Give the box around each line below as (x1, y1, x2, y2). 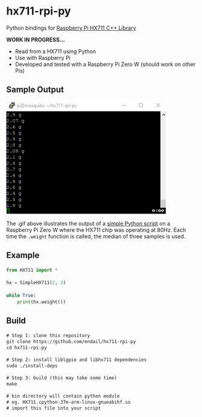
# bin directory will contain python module (6, 393, 120, 399)
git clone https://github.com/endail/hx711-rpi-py (6, 338, 136, 344)
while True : (6, 292, 36, 299)
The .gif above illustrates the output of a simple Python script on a (6, 220, 171, 227)
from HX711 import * (6, 267, 58, 273)
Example (6, 250, 40, 261)
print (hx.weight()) (17, 298, 66, 305)
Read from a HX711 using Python (14, 47, 96, 55)
